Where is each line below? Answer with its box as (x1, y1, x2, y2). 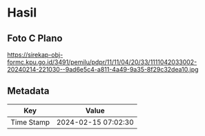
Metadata (7, 85, 50, 97)
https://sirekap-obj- (7, 50, 64, 59)
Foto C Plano (7, 32, 63, 44)
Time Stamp (10, 117, 50, 127)
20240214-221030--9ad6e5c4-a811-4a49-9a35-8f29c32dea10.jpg (7, 66, 199, 73)
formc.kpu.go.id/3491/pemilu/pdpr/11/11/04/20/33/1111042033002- (7, 58, 197, 66)
